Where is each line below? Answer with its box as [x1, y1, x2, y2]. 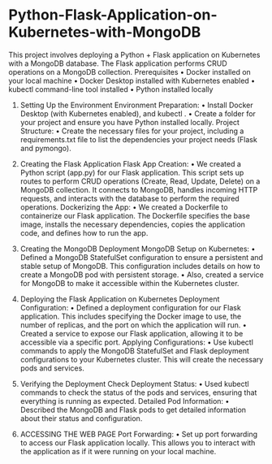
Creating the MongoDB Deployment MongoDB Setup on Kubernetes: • [19, 244, 256, 254]
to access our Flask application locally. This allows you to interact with [19, 437, 256, 448]
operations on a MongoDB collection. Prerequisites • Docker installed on [8, 67, 252, 76]
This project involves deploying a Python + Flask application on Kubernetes [8, 50, 261, 59]
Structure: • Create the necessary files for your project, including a [19, 126, 244, 136]
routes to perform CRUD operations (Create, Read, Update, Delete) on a [19, 176, 261, 186]
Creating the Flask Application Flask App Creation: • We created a [19, 158, 242, 168]
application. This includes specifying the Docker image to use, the [19, 311, 242, 321]
